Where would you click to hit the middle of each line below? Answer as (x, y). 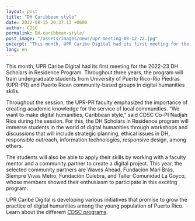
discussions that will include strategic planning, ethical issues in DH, (88, 133)
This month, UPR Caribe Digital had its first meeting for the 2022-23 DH (92, 66)
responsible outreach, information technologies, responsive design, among (96, 139)
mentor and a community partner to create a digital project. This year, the (94, 163)
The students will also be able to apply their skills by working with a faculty (96, 157)
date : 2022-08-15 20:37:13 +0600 (47, 22)
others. (15, 146)
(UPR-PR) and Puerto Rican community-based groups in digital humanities (95, 85)
